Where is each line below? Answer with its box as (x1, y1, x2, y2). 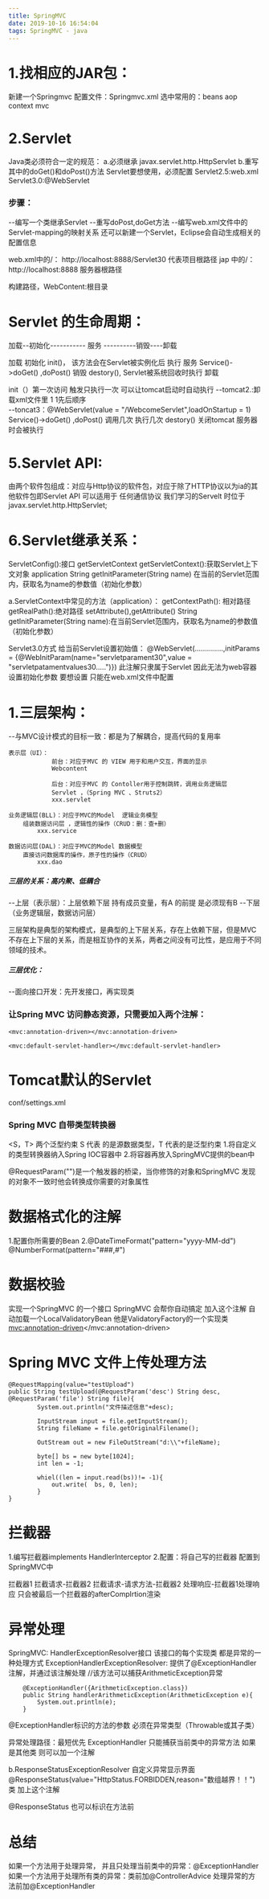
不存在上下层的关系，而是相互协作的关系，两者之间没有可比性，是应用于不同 (8, 935, 262, 945)
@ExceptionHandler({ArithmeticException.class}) (22, 1684, 189, 1692)
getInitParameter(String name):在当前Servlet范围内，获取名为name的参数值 (8, 617, 259, 626)
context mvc (8, 101, 50, 111)
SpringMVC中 (8, 1561, 54, 1572)
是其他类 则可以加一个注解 (8, 1748, 95, 1757)
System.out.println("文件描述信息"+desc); (37, 1403, 174, 1411)
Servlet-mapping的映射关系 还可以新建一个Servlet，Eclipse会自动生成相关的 (8, 227, 261, 237)
